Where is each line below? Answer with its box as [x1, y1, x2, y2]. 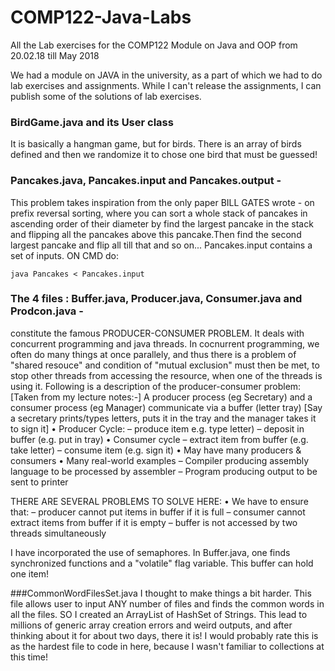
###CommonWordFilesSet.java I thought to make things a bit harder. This [10, 587, 312, 599]
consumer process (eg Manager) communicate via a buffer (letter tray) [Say [10, 401, 323, 413]
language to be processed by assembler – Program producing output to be [10, 465, 318, 477]
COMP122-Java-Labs [10, 6, 192, 29]
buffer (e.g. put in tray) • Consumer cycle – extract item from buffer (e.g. [10, 433, 309, 445]
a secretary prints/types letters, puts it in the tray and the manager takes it [10, 412, 317, 424]
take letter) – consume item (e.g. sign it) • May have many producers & [10, 444, 302, 456]
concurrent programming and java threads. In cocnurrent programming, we [10, 337, 320, 350]
